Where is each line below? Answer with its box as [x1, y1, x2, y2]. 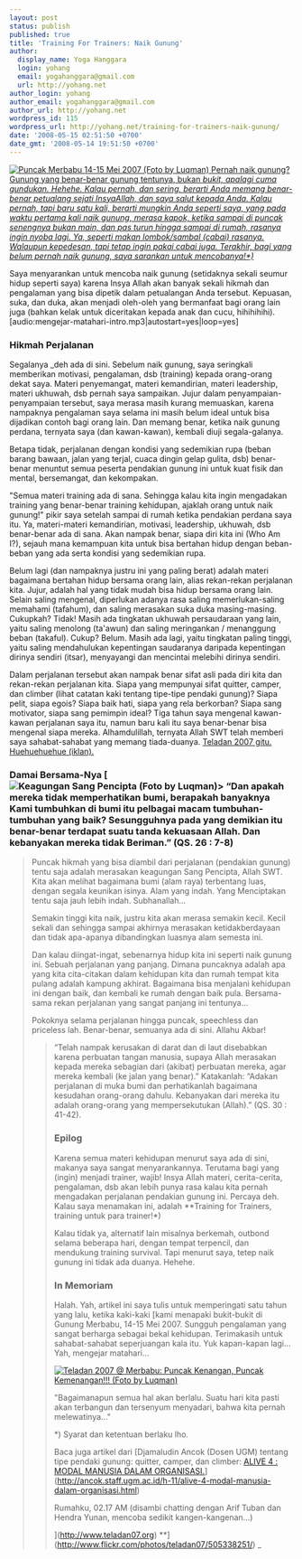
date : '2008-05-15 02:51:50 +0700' [9, 131, 143, 140]
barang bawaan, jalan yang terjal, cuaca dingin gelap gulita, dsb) [9, 454, 250, 465]
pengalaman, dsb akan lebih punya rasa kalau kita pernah [53, 1181, 269, 1192]
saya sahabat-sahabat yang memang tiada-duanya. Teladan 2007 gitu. [9, 737, 272, 747]
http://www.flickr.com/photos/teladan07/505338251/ [57, 1538, 253, 1550]
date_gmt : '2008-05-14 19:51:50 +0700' [9, 139, 160, 148]
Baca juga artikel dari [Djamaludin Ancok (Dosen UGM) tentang [53, 1446, 288, 1457]
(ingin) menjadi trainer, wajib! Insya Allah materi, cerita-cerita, [53, 1171, 283, 1182]
